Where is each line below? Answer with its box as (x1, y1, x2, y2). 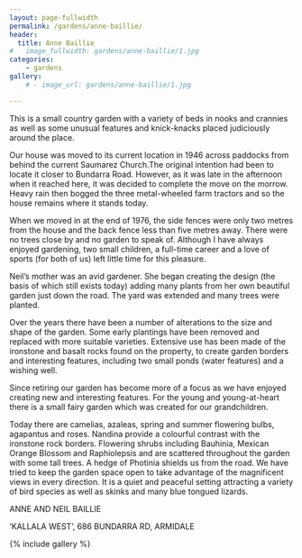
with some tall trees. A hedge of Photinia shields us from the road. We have (9, 457, 288, 468)
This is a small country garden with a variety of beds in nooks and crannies (9, 113, 288, 123)
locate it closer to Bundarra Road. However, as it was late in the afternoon (9, 169, 282, 179)
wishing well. (9, 364, 58, 375)
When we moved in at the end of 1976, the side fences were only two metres (9, 215, 294, 225)
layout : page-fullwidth (9, 13, 99, 23)
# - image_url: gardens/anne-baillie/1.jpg (25, 80, 192, 89)
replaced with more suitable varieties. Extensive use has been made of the (9, 335, 287, 347)
